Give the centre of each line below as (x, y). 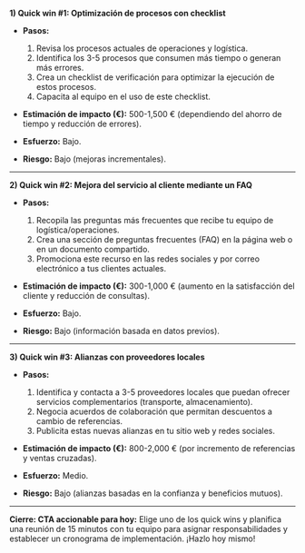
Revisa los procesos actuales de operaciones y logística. (142, 48)
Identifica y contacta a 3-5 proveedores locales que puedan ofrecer (163, 392)
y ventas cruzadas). (59, 458)
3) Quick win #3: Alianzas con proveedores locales (108, 357)
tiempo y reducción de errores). (82, 123)
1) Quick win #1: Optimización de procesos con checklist (118, 13)
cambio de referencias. (79, 421)
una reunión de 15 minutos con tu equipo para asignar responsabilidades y (149, 529)
